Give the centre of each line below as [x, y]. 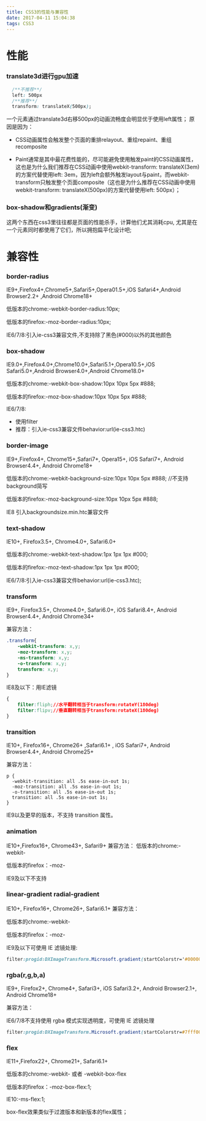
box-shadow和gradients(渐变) [52, 207]
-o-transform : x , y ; [42, 663]
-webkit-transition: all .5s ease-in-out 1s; [71, 782]
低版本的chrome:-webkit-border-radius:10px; [63, 309]
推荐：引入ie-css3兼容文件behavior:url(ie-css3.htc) [80, 430]
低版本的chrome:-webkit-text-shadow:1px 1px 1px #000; [77, 554]
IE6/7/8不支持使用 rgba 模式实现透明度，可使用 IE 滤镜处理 [80, 1021]
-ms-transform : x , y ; [44, 658]
